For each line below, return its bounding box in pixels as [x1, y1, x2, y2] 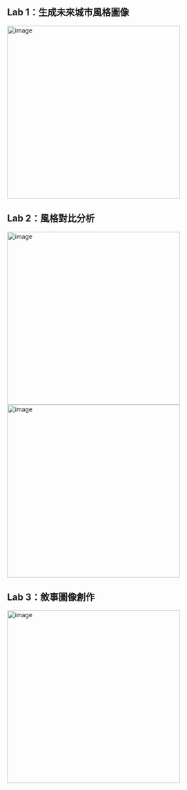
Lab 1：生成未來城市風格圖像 [7, 6, 130, 19]
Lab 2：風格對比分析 [7, 213, 95, 225]
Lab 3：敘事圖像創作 [7, 592, 95, 603]
